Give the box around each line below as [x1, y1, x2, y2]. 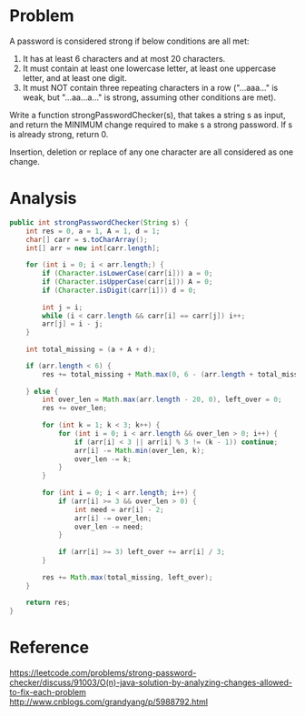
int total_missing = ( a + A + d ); [25, 345, 156, 354]
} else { [25, 387, 59, 396]
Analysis [9, 188, 77, 209]
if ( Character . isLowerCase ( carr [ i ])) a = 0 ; [42, 269, 213, 278]
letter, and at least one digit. [22, 72, 127, 83]
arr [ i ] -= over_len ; [74, 513, 152, 523]
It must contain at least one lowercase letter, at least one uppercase [22, 63, 277, 74]
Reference [9, 638, 89, 658]
